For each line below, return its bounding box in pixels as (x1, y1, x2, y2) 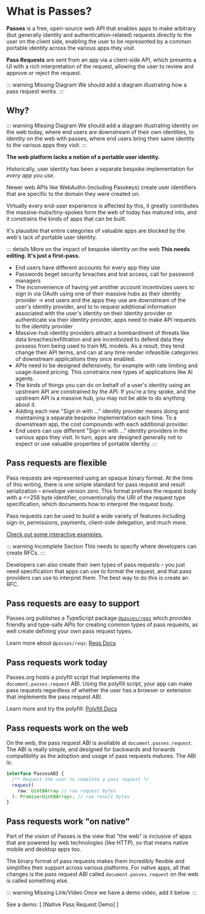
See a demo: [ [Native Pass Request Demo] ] (6, 901, 119, 908)
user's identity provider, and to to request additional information (15, 303, 176, 310)
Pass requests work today (6, 657, 108, 668)
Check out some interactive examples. (6, 530, 103, 538)
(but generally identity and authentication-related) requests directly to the (6, 31, 192, 38)
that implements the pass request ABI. (6, 693, 103, 701)
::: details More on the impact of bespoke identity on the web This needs (6, 245, 190, 252)
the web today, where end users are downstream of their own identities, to (6, 128, 194, 136)
